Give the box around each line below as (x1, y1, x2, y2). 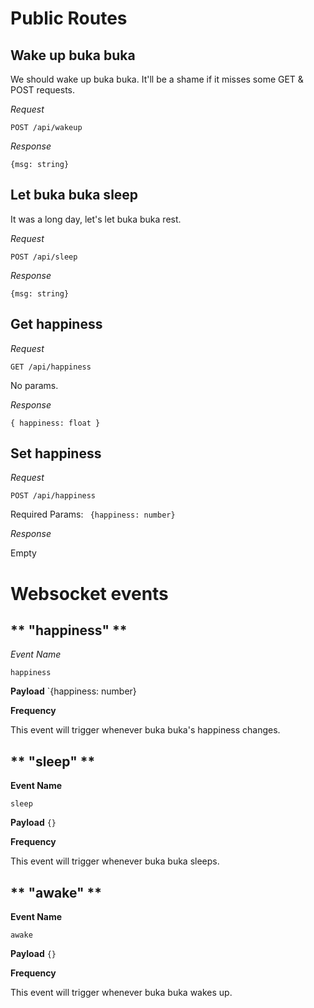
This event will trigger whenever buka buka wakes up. (10, 987, 233, 999)
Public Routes (10, 7, 128, 30)
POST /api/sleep (10, 252, 78, 262)
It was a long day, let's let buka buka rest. (10, 213, 182, 225)
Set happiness (10, 445, 102, 462)
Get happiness (10, 316, 103, 333)
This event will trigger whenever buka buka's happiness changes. (10, 724, 281, 736)
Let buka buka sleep (10, 187, 139, 204)
